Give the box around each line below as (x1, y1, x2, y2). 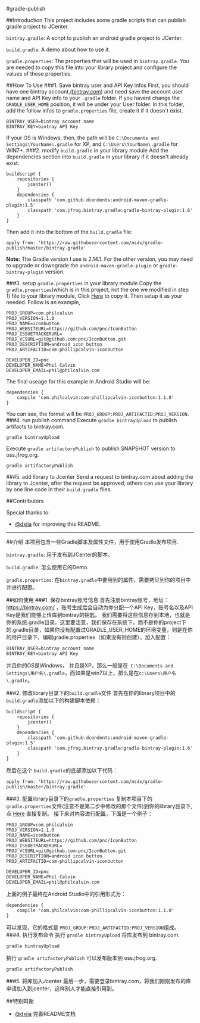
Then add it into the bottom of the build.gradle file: (6, 229, 133, 235)
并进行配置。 (6, 584, 37, 591)
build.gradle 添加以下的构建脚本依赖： (6, 697, 101, 704)
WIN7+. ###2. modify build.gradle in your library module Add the (6, 147, 168, 154)
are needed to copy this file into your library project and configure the (6, 64, 177, 71)
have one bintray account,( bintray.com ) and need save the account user (6, 88, 183, 95)
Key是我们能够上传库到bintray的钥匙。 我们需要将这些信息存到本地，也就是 (6, 612, 190, 618)
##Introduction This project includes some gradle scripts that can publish (6, 17, 186, 23)
